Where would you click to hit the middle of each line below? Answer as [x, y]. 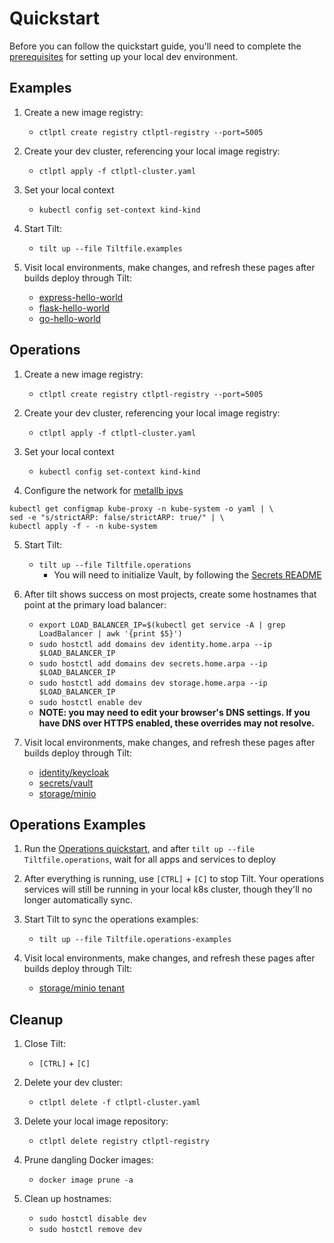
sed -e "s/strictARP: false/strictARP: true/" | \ [117, 517]
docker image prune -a [86, 1180]
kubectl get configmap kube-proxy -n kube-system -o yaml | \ [141, 508]
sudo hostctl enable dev [90, 702]
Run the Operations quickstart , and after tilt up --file [139, 849]
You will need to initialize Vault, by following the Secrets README [187, 574]
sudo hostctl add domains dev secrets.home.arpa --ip [153, 663]
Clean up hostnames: [67, 1199]
